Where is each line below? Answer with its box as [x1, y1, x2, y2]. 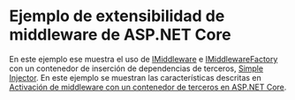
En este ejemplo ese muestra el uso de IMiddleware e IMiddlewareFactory [9, 54, 278, 64]
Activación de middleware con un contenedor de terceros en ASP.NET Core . [9, 82, 287, 92]
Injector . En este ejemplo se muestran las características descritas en [9, 72, 262, 82]
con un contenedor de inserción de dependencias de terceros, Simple [9, 63, 263, 74]
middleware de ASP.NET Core [9, 25, 231, 45]
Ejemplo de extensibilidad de [9, 6, 225, 26]
